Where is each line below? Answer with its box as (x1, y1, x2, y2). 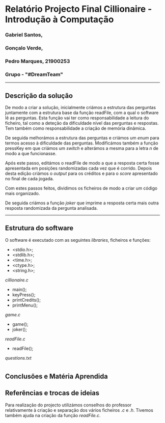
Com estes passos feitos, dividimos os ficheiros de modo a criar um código (5, 185, 158, 191)
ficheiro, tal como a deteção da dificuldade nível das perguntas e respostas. (5, 120, 159, 126)
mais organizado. (5, 191, 40, 197)
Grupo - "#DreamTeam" (5, 71, 63, 78)
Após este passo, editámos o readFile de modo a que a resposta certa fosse (5, 160, 160, 166)
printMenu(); (12, 302, 38, 308)
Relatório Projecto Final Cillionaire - (5, 3, 152, 15)
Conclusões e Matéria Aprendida (5, 372, 108, 381)
